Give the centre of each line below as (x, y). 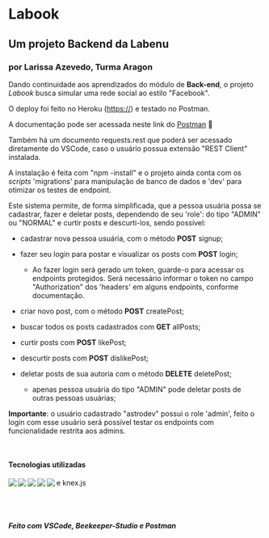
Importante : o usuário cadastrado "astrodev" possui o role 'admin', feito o (132, 414)
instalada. (25, 157)
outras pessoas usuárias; (74, 397)
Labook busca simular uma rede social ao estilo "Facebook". (109, 93)
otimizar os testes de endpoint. (60, 190)
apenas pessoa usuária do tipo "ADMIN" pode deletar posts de (137, 389)
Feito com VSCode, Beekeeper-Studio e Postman (92, 525)
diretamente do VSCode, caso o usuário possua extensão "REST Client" (128, 148)
